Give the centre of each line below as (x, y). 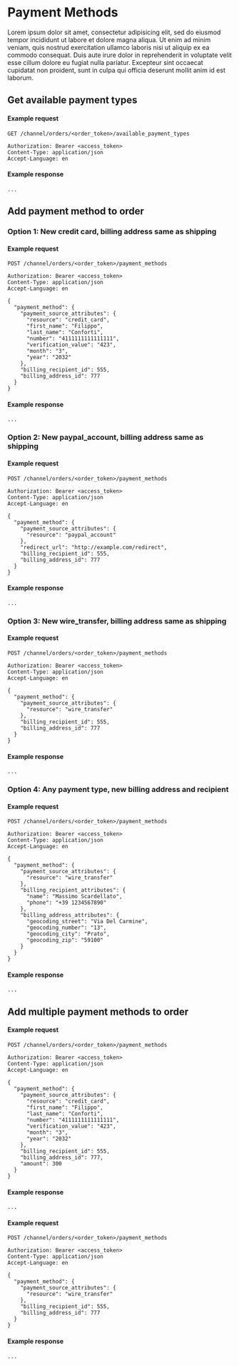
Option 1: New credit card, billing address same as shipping (112, 231)
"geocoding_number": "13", (66, 928)
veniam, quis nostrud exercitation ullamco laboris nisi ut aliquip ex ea (108, 47)
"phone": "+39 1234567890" (66, 903)
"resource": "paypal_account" (71, 535)
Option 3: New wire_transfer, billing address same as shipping (117, 621)
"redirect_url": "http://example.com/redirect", (94, 547)
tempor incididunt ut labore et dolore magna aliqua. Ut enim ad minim (109, 39)
